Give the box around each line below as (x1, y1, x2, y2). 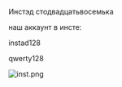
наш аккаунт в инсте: (8, 23, 82, 31)
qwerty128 (8, 54, 45, 63)
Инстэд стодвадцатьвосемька (8, 7, 114, 16)
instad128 (8, 38, 41, 48)
